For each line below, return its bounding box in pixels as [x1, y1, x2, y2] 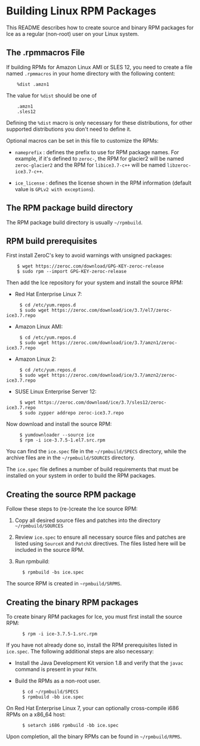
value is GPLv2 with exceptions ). [14, 185, 96, 192]
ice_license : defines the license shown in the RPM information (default [14, 179, 192, 186]
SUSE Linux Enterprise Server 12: [14, 388, 97, 395]
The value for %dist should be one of [6, 91, 97, 99]
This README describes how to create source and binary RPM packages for [6, 24, 194, 31]
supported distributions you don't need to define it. [6, 125, 132, 133]
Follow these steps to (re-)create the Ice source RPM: [6, 505, 138, 512]
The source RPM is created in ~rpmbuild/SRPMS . [6, 580, 122, 587]
